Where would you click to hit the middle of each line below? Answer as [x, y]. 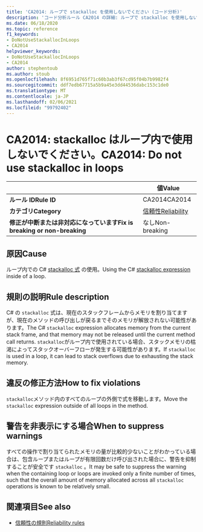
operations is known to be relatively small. [58, 486]
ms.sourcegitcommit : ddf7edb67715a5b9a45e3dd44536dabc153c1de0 [88, 85]
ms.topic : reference [32, 29]
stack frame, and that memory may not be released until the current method [101, 334]
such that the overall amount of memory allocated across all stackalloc [95, 480]
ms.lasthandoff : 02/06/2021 [42, 102]
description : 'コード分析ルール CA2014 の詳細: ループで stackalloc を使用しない [102, 18]
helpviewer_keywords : [34, 52]
